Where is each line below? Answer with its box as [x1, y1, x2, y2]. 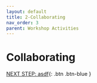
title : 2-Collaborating [6, 14, 66, 20]
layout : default [6, 8, 47, 15]
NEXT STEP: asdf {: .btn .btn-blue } [6, 71, 92, 78]
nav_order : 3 [6, 20, 39, 25]
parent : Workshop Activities [6, 25, 79, 31]
